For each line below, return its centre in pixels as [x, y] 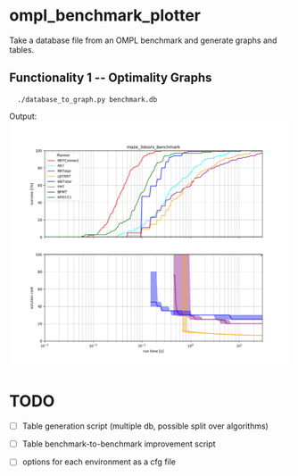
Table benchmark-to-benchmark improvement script [119, 444]
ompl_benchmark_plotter [105, 16]
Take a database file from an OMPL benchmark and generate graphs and [143, 40]
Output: [23, 116]
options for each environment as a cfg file [99, 462]
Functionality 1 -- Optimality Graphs [111, 78]
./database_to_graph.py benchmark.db [87, 99]
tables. [22, 49]
